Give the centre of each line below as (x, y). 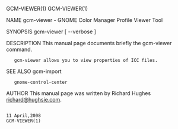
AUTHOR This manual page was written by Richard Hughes (79, 93)
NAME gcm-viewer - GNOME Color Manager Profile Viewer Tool (85, 20)
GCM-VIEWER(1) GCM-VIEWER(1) (47, 9)
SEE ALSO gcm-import (34, 71)
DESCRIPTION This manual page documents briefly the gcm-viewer (89, 43)
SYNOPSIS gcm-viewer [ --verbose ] (51, 32)
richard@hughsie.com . (34, 100)
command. (19, 49)
